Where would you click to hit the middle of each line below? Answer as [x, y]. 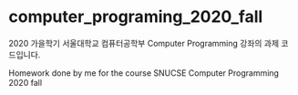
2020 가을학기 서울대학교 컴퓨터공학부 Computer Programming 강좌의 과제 [144, 43]
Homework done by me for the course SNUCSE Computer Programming [144, 73]
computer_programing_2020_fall [136, 17]
